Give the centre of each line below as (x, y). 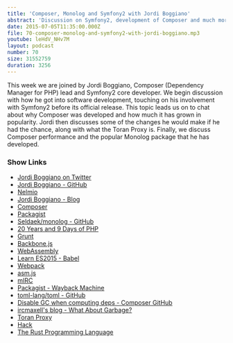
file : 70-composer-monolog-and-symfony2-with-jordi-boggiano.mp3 (103, 33)
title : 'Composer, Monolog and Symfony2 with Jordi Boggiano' (99, 14)
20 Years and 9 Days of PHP (58, 228)
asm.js (27, 273)
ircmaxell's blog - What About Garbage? (75, 310)
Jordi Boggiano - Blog (49, 199)
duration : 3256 (29, 65)
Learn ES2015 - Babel (48, 258)
